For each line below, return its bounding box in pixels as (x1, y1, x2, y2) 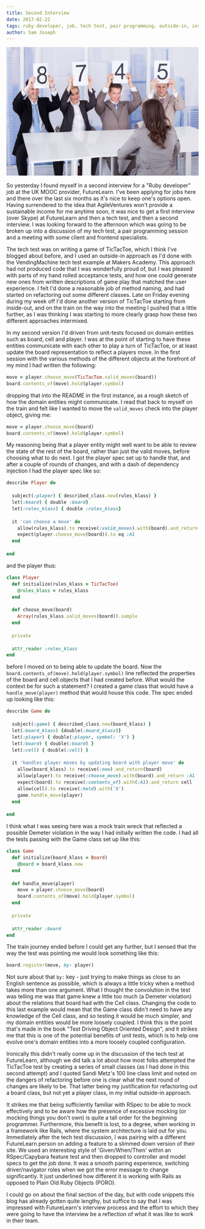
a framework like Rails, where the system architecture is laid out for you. (6, 1127, 188, 1135)
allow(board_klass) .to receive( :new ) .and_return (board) (17, 766, 163, 772)
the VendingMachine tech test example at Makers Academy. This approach (6, 258, 195, 266)
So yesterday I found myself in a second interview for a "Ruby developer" (6, 181, 191, 189)
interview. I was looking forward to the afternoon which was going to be (6, 220, 187, 228)
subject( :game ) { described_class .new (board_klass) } (12, 721, 151, 728)
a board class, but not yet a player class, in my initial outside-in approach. (6, 1089, 192, 1097)
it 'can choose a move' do (12, 518, 81, 525)
